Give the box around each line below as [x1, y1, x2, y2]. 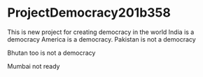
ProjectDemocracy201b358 [7, 5, 171, 21]
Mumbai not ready [7, 62, 60, 70]
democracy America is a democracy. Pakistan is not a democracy [7, 35, 196, 43]
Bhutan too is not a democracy [7, 49, 96, 57]
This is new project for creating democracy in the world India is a [7, 28, 195, 36]
